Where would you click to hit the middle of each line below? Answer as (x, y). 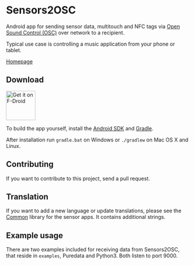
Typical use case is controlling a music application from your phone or (91, 44)
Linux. (13, 146)
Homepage (20, 61)
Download (25, 80)
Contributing (30, 164)
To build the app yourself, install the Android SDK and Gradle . (80, 128)
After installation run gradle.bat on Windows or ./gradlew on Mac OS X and (97, 140)
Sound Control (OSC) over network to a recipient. (65, 32)
